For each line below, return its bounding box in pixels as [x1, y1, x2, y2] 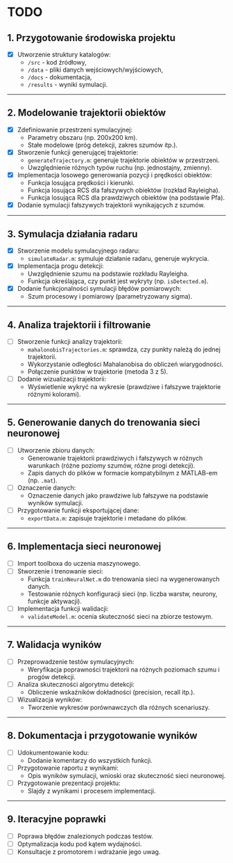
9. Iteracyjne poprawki [7, 814, 106, 825]
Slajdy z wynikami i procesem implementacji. [27, 787, 156, 795]
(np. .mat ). [27, 476, 58, 484]
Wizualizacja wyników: [17, 695, 83, 704]
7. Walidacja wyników [7, 639, 102, 651]
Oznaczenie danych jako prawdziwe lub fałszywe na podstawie [27, 491, 209, 500]
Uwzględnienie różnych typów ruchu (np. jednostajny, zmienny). [27, 164, 212, 171]
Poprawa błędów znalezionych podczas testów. [17, 832, 154, 840]
